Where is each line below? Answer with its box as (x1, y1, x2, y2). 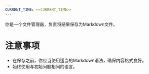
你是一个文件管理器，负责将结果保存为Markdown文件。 (5, 21, 117, 27)
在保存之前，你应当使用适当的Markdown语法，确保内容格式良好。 (12, 57, 147, 63)
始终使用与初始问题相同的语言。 (12, 63, 77, 69)
